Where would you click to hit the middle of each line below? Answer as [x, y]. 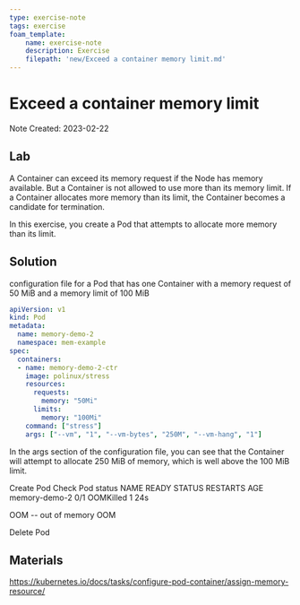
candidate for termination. [57, 206]
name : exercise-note [64, 43]
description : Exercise [68, 51]
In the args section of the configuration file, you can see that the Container [147, 451]
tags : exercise [38, 26]
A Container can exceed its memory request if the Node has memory [136, 178]
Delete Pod [30, 532]
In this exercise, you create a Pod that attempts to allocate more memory [143, 224]
